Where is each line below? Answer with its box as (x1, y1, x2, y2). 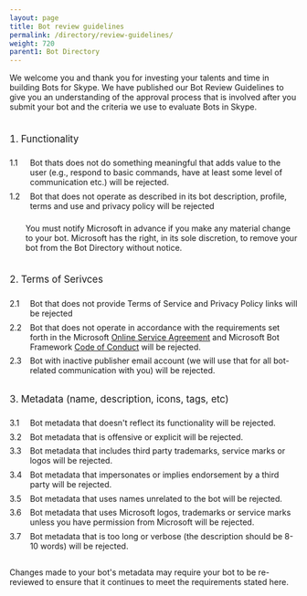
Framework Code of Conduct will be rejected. (29, 341, 201, 352)
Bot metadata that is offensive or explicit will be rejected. (29, 431, 244, 443)
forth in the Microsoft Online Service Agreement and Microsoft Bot (29, 331, 281, 342)
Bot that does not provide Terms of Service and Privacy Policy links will (29, 298, 298, 308)
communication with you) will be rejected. (58, 365, 216, 376)
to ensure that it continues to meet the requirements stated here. (45, 577, 290, 588)
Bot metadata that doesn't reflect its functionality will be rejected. (29, 417, 276, 429)
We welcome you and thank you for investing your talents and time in (9, 72, 270, 83)
